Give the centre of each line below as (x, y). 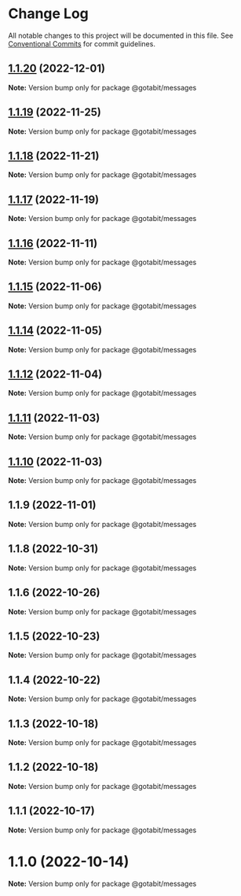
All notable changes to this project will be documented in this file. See (121, 35)
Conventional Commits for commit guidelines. (82, 43)
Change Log (48, 14)
